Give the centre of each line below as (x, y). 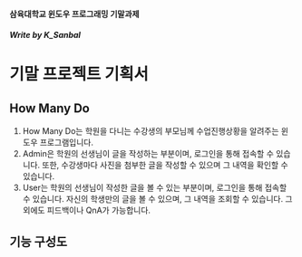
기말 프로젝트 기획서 (79, 75)
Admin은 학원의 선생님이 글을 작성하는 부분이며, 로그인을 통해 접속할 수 (148, 154)
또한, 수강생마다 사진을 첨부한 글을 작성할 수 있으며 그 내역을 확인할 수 (165, 165)
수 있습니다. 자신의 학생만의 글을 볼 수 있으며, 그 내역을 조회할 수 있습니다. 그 (157, 199)
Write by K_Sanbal (45, 35)
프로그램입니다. (66, 143)
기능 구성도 (39, 241)
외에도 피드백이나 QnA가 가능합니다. (87, 210)
